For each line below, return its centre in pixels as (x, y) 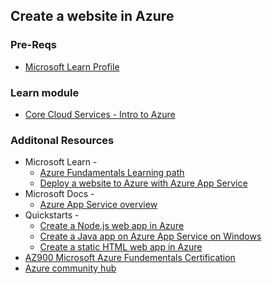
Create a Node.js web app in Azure (112, 226)
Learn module (45, 92)
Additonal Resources (62, 140)
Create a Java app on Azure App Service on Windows (150, 236)
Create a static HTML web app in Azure (121, 247)
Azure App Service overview (98, 205)
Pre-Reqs (34, 45)
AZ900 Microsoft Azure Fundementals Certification (130, 258)
